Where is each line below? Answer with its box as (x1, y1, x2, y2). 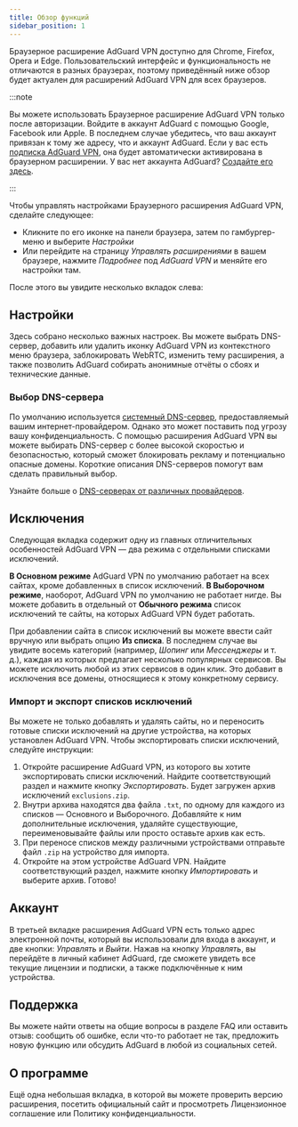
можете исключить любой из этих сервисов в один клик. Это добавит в (9, 664, 283, 675)
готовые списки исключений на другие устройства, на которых (9, 725, 252, 735)
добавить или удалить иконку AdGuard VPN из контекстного (41, 340, 271, 352)
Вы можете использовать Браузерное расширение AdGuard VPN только (9, 109, 285, 119)
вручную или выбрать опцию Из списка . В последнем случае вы (9, 636, 258, 646)
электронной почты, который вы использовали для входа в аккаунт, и (9, 934, 276, 945)
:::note (9, 91, 33, 102)
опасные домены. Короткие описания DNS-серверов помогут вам (9, 458, 264, 469)
